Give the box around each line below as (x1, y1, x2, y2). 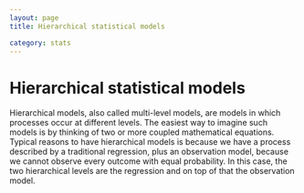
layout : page (9, 13, 59, 23)
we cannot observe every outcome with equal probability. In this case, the (9, 156, 288, 167)
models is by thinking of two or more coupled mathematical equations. (9, 127, 275, 137)
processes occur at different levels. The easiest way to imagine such (9, 117, 267, 128)
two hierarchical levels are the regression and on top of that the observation (9, 166, 295, 177)
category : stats (9, 38, 71, 47)
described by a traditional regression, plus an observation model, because (9, 147, 289, 157)
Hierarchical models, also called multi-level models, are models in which (9, 107, 281, 118)
